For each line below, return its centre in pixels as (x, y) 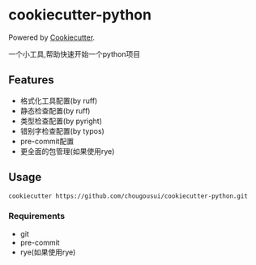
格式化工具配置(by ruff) (59, 100)
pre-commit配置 (47, 141)
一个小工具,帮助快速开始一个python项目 (74, 53)
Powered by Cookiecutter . (52, 37)
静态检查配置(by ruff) (55, 110)
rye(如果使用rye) (48, 252)
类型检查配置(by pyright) (61, 121)
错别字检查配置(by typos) (62, 130)
